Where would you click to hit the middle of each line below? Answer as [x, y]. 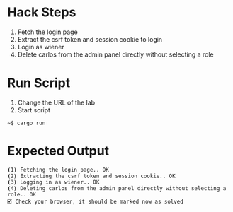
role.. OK [22, 194]
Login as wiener [41, 47]
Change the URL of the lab [56, 102]
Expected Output [58, 151]
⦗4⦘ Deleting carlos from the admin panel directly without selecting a [117, 188]
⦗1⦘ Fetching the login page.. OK [58, 170]
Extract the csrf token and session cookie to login [90, 39]
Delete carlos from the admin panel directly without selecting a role [115, 54]
